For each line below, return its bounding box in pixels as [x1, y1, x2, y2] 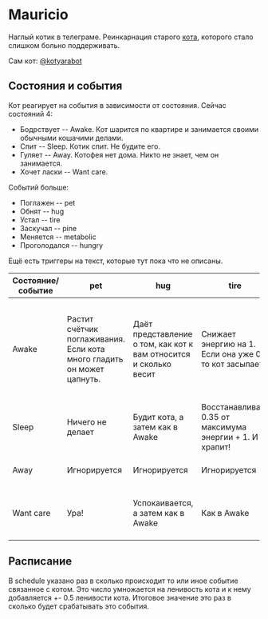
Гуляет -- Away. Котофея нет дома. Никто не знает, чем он [19, 150, 219, 159]
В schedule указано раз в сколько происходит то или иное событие [8, 576, 238, 585]
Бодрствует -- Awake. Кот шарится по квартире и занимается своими [19, 124, 259, 134]
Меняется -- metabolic [19, 232, 97, 242]
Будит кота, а [132, 411, 184, 422]
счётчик [66, 323, 98, 334]
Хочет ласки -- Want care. [19, 166, 108, 177]
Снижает [200, 328, 237, 339]
